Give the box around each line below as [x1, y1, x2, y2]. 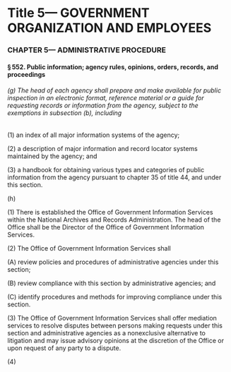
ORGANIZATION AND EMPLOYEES [7, 20, 212, 36]
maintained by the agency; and [7, 152, 97, 160]
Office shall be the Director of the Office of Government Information [7, 222, 205, 231]
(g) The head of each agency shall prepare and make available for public [7, 86, 221, 95]
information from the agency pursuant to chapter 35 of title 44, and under [7, 173, 222, 181]
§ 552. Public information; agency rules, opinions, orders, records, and [7, 62, 219, 71]
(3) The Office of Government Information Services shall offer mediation [7, 313, 218, 322]
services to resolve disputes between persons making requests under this [7, 321, 223, 330]
